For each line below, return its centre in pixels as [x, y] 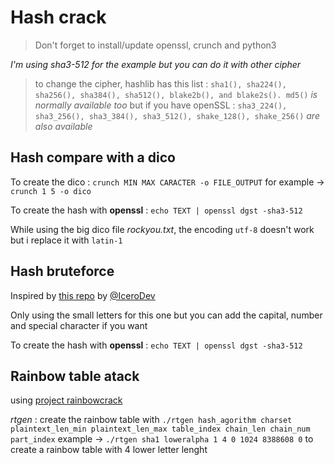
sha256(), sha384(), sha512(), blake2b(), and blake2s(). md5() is [176, 94]
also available [63, 126]
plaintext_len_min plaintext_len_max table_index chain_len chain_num [160, 429]
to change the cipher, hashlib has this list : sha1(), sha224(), [160, 83]
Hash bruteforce [62, 271]
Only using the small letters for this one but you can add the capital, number [166, 315]
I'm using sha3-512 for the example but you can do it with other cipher [156, 64]
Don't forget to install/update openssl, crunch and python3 [155, 45]
